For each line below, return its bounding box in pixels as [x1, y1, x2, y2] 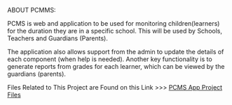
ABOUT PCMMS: [7, 6, 56, 14]
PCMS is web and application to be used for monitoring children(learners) [7, 19, 220, 27]
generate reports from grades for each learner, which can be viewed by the [7, 63, 225, 70]
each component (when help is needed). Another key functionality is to [7, 55, 212, 63]
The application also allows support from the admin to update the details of [7, 48, 224, 56]
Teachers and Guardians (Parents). [7, 34, 109, 42]
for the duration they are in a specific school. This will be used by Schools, [7, 27, 223, 35]
